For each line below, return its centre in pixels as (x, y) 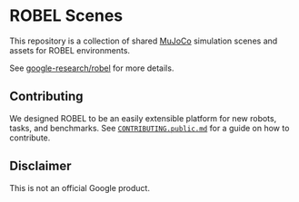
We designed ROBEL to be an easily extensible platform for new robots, (143, 118)
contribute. (30, 138)
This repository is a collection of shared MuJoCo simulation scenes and (144, 41)
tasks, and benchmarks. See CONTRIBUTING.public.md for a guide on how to (149, 128)
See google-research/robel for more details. (92, 68)
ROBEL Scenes (66, 16)
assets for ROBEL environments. (70, 50)
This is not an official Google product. (80, 188)
